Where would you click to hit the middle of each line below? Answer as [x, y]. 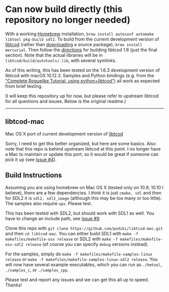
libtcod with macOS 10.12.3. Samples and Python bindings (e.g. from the [80, 75]
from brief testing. [24, 86]
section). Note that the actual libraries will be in [54, 55]
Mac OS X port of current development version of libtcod [64, 133]
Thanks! [14, 285]
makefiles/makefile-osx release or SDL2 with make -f [62, 239]
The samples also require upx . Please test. [49, 203]
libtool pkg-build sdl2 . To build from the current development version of [82, 39]
